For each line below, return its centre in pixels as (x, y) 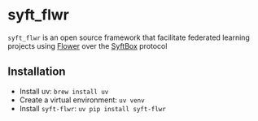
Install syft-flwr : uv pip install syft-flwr (92, 108)
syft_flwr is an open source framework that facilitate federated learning (129, 37)
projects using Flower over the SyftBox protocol (87, 45)
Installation (37, 72)
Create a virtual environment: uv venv (82, 100)
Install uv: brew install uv (64, 91)
